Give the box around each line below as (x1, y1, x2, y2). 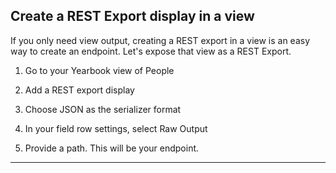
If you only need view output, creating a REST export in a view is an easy (10, 34, 311, 46)
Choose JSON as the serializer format (24, 103, 182, 115)
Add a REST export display (24, 84, 135, 96)
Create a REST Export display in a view (10, 8, 255, 25)
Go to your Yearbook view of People (24, 64, 175, 76)
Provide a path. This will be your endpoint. (24, 142, 200, 154)
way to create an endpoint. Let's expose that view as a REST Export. (10, 45, 292, 57)
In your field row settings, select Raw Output (24, 122, 208, 134)
